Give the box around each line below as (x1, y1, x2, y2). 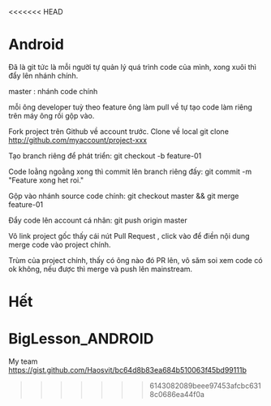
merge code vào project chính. (8, 240, 111, 249)
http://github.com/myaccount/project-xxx (8, 135, 148, 145)
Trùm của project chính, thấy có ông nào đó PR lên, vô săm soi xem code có (8, 255, 263, 265)
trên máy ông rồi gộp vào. (8, 110, 95, 120)
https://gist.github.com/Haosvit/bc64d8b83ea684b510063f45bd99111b (8, 365, 247, 375)
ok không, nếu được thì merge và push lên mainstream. (8, 264, 193, 274)
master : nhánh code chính (8, 86, 98, 96)
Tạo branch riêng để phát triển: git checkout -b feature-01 (8, 150, 202, 161)
